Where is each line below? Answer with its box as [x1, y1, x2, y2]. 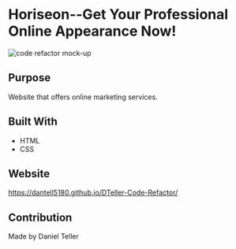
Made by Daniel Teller [8, 232, 79, 241]
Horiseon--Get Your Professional [8, 6, 229, 24]
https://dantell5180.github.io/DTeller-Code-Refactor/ [8, 188, 178, 198]
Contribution [8, 210, 73, 224]
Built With [8, 115, 58, 128]
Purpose [8, 71, 51, 84]
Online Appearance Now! [8, 22, 177, 40]
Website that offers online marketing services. [8, 92, 158, 102]
